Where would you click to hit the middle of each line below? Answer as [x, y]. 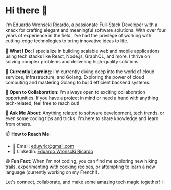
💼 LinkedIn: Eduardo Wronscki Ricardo [53, 151]
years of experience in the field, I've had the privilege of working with [78, 35]
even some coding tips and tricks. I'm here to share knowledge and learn [82, 118]
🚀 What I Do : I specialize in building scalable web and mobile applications [82, 51]
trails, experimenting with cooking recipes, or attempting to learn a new [80, 167]
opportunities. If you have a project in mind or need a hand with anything [82, 98]
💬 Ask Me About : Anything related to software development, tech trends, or [85, 113]
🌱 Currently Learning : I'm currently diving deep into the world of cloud [80, 72]
